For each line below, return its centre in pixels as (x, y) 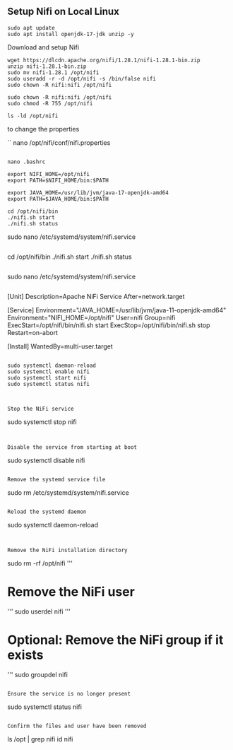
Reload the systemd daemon (47, 512)
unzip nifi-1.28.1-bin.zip (47, 66)
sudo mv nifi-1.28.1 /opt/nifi (53, 72)
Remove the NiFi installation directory (68, 550)
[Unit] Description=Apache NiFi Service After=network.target (96, 296)
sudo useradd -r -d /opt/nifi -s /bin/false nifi (82, 78)
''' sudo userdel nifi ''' (39, 611)
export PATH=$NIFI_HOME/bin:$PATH (58, 180)
